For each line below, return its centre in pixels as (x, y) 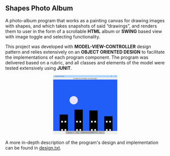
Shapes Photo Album (39, 8)
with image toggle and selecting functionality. (53, 36)
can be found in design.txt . (33, 148)
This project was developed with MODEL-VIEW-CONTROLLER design (78, 46)
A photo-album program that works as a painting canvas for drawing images (85, 20)
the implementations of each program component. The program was (77, 57)
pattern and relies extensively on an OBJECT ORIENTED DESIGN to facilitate (85, 52)
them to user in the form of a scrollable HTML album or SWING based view (84, 31)
